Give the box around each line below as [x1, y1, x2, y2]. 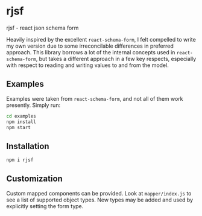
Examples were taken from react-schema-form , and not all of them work [6, 95, 183, 102]
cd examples [6, 113, 36, 119]
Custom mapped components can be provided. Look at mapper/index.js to [6, 189, 192, 197]
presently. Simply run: [6, 101, 61, 109]
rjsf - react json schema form [6, 24, 79, 31]
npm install [6, 119, 36, 125]
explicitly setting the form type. [6, 202, 84, 209]
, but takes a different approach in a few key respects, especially [36, 55, 197, 62]
